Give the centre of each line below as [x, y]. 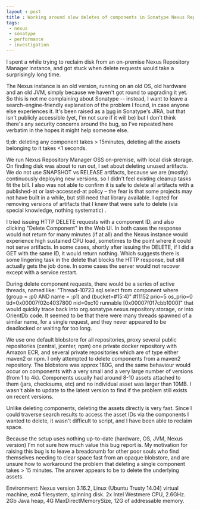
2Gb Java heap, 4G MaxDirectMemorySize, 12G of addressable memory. [95, 500]
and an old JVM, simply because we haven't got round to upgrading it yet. [97, 92]
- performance [26, 39]
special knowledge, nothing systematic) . [57, 210]
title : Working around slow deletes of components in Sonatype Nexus [96, 17]
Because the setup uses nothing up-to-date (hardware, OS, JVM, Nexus [95, 439]
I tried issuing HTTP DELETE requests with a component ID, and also [90, 221]
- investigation [29, 45]
